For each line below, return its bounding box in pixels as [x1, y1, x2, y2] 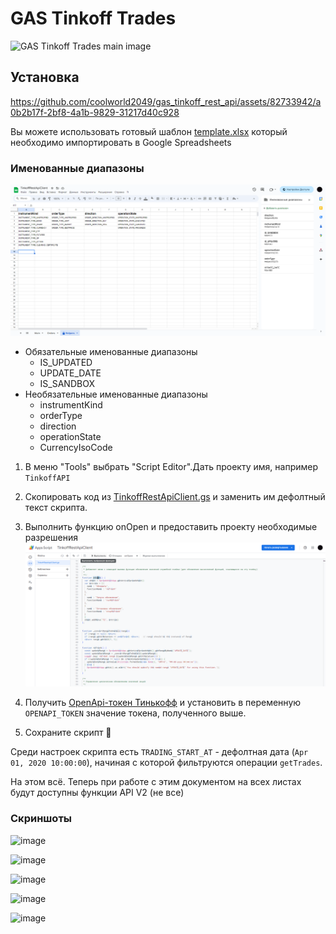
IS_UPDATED [39, 356, 93, 368]
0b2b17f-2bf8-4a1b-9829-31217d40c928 [10, 106, 180, 118]
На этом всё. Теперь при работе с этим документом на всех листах [10, 776, 302, 788]
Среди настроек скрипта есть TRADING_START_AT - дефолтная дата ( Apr [10, 746, 309, 758]
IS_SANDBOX [39, 377, 95, 389]
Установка [10, 69, 80, 86]
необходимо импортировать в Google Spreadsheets [10, 136, 232, 148]
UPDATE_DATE [39, 367, 102, 379]
